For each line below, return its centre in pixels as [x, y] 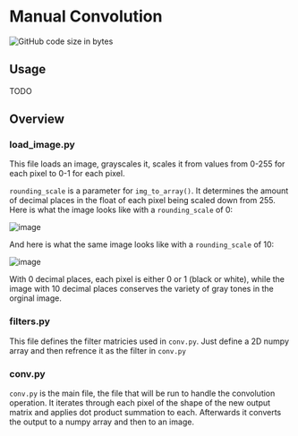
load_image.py [43, 145]
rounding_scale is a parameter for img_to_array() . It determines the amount [149, 191]
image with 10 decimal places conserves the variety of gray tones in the [142, 289]
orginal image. [36, 298]
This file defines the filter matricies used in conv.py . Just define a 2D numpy [149, 341]
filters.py [30, 321]
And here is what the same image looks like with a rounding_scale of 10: [142, 244]
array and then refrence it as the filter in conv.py [98, 350]
